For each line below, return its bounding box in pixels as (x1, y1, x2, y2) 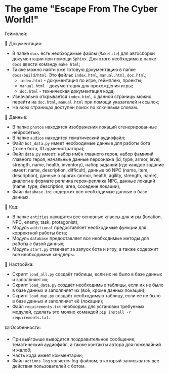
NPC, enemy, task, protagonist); (12, 219, 79, 225)
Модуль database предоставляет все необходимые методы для (12, 235, 149, 241)
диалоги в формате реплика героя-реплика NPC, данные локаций (12, 178, 155, 184)
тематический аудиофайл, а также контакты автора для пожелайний (12, 341, 161, 348)
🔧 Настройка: (5, 261, 34, 267)
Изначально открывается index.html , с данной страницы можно (12, 93, 152, 99)
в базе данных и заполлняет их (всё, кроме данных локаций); (12, 287, 146, 293)
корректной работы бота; (12, 229, 68, 236)
